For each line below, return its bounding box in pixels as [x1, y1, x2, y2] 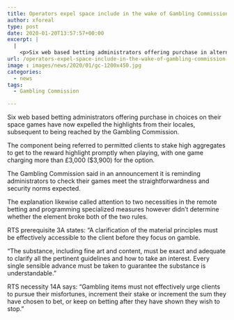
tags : [7, 81, 23, 88]
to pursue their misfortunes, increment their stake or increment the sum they [7, 290, 226, 298]
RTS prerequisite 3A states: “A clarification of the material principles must [7, 226, 218, 234]
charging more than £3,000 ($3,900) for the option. [7, 156, 155, 164]
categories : [7, 68, 42, 75]
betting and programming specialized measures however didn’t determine [7, 205, 219, 214]
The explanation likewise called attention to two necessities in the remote [7, 198, 217, 206]
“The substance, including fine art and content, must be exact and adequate [7, 247, 226, 255]
